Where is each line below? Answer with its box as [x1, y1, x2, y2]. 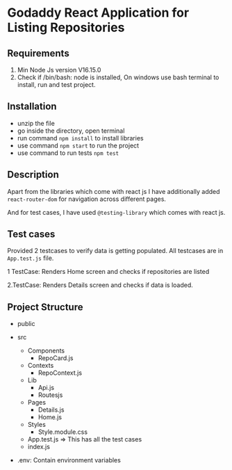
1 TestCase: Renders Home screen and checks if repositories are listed [7, 268, 210, 276]
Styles [27, 421, 47, 429]
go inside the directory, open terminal [17, 127, 125, 135]
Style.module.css [38, 428, 88, 436]
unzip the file [17, 119, 56, 127]
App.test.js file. [7, 254, 54, 262]
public [17, 320, 35, 328]
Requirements [7, 47, 69, 59]
